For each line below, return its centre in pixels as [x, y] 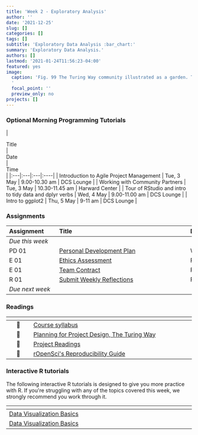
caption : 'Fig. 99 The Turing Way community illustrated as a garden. [100, 77]
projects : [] [22, 99]
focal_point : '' [31, 89]
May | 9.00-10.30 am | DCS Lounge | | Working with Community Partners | [96, 182]
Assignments [26, 216]
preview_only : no [33, 94]
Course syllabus [56, 325]
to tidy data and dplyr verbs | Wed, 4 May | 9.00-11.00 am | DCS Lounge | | [97, 194]
